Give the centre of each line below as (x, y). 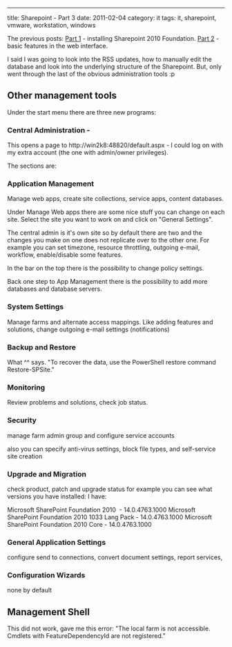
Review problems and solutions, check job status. (78, 403)
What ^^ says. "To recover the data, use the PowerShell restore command (112, 362)
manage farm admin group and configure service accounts (91, 435)
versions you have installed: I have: (57, 496)
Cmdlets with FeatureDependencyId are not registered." (86, 636)
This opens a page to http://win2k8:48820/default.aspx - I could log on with (115, 145)
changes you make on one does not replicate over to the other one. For (108, 240)
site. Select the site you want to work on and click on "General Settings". (110, 220)
